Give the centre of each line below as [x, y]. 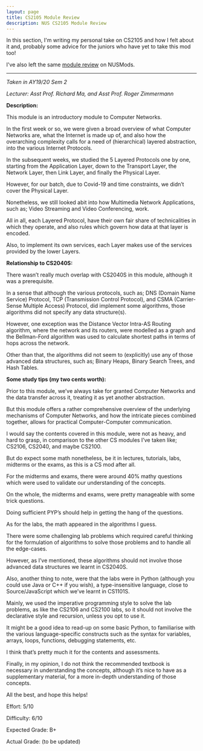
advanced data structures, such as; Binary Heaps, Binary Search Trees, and [101, 361]
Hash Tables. [23, 368]
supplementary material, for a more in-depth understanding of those [91, 677]
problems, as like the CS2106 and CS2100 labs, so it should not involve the [99, 610]
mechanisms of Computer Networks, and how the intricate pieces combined [101, 416]
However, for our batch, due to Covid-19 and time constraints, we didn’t [95, 184]
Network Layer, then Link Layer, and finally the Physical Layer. [83, 173]
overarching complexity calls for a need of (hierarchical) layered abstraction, [101, 142]
